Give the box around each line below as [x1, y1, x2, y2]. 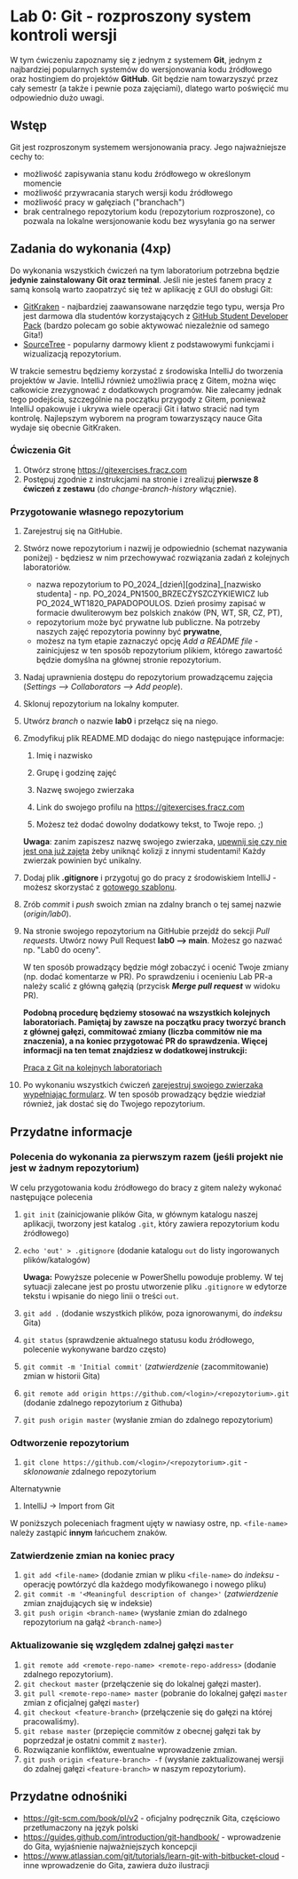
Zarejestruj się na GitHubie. [22, 526, 123, 537]
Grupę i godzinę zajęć [35, 767, 117, 779]
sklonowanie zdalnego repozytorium [22, 1467, 157, 1477]
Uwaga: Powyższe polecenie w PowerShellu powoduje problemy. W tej [22, 1271, 284, 1282]
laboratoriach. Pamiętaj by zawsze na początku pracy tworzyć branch [22, 1017, 286, 1027]
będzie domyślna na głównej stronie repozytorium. [35, 655, 222, 666]
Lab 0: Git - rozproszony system [10, 6, 252, 27]
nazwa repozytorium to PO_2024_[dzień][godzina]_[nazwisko [35, 580, 262, 590]
